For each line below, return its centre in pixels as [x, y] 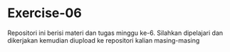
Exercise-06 [45, 13]
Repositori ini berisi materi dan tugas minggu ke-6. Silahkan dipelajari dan [115, 33]
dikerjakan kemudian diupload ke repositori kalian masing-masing [104, 40]
